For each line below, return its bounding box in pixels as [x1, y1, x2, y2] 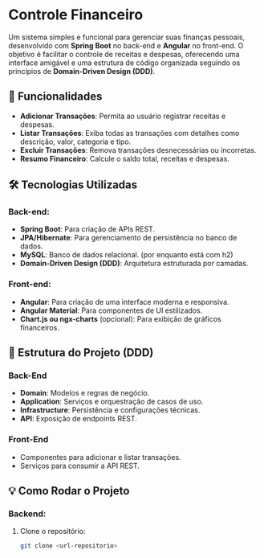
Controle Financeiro [8, 6, 144, 24]
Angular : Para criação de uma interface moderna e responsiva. [19, 297, 230, 306]
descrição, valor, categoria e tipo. [19, 137, 132, 146]
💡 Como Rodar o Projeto [8, 484, 130, 498]
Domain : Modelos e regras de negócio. [19, 388, 150, 398]
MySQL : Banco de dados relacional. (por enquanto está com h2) [19, 250, 234, 260]
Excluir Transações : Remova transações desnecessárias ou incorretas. [19, 145, 257, 154]
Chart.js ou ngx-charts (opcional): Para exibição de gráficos [19, 314, 222, 323]
